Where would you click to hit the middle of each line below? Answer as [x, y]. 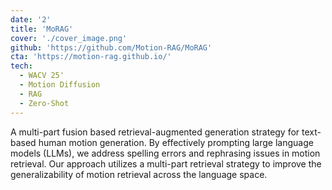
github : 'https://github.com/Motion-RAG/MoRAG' [111, 47]
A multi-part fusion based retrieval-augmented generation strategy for [155, 132]
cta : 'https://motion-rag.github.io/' [91, 57]
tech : [21, 66]
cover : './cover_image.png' [69, 38]
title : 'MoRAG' [42, 29]
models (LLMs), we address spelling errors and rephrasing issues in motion [165, 153]
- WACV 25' [42, 76]
